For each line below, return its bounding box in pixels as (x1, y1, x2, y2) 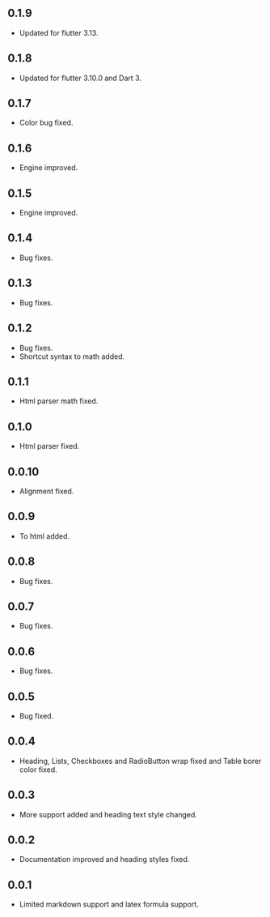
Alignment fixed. (19, 486, 74, 496)
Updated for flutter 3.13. (19, 28, 99, 37)
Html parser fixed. (19, 441, 80, 451)
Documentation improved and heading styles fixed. (19, 855, 190, 864)
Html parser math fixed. (19, 396, 99, 406)
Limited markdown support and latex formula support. (19, 899, 199, 910)
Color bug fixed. (19, 117, 74, 128)
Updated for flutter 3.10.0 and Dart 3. (19, 73, 142, 83)
